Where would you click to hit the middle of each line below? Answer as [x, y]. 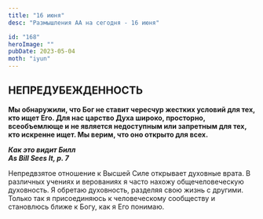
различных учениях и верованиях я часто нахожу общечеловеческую [126, 181]
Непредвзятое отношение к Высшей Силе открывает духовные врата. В [130, 173]
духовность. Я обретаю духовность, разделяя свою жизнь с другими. [126, 190]
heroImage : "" [31, 44]
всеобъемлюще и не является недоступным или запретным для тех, [128, 126]
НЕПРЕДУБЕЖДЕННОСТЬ [76, 91]
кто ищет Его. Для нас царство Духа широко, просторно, [107, 118]
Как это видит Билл [42, 149]
